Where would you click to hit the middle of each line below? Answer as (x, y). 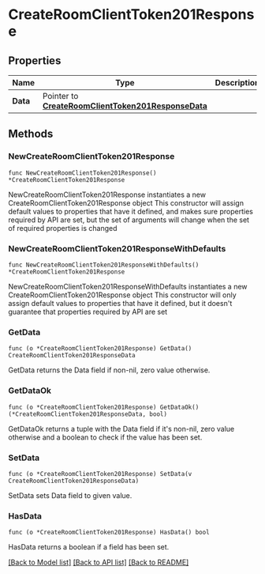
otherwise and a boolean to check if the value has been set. (105, 437)
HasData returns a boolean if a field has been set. (89, 547)
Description (237, 83)
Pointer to (60, 96)
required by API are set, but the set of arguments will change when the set (129, 220)
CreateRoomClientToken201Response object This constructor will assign (126, 202)
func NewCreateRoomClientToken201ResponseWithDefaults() (104, 265)
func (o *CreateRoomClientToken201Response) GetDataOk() (104, 407)
